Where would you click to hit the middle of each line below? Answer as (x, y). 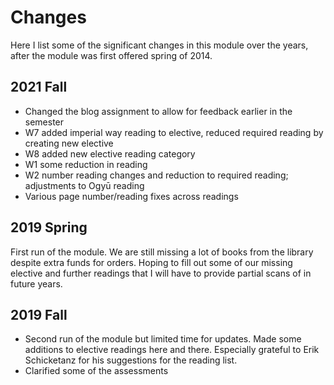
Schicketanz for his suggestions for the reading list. (131, 360)
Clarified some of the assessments (96, 371)
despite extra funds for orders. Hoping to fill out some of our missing (151, 262)
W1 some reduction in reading (86, 164)
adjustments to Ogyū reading (84, 185)
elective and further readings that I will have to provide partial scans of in (161, 273)
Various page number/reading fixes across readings (131, 196)
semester (44, 122)
